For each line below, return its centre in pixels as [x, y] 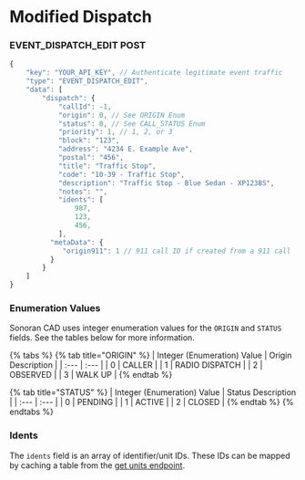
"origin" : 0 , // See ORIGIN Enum [121, 115]
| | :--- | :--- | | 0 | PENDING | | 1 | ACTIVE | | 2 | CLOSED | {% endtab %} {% [152, 402]
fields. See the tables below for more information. [102, 338]
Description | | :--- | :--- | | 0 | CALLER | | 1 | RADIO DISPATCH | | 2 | [136, 365]
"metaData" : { [76, 242]
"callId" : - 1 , [85, 107]
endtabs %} [32, 412]
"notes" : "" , [82, 192]
